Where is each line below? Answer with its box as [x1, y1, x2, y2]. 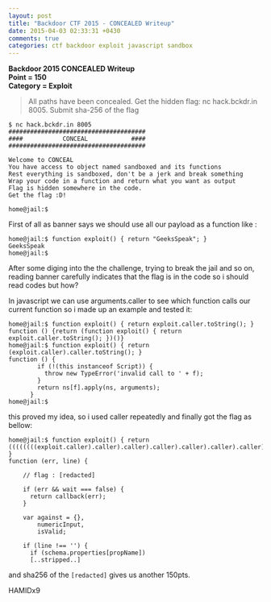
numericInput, [37, 521, 85, 529]
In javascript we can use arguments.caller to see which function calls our [8, 296, 251, 306]
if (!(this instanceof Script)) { [37, 363, 153, 371]
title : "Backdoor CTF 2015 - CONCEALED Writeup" [8, 19, 175, 27]
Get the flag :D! [8, 191, 67, 200]
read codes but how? [8, 280, 79, 290]
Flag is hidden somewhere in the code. [8, 185, 143, 193]
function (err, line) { [8, 457, 89, 466]
